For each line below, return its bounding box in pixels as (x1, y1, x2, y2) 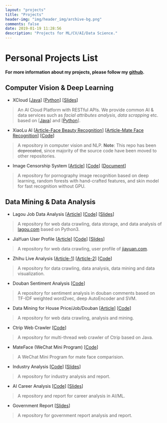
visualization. (17, 270, 45, 277)
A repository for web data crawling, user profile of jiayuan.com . (17, 245, 148, 251)
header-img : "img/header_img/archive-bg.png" (5, 17, 102, 22)
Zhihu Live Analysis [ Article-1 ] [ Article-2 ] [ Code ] (12, 255, 112, 262)
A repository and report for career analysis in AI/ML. (17, 393, 125, 399)
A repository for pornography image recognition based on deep (17, 172, 149, 179)
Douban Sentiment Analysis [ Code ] (12, 280, 85, 286)
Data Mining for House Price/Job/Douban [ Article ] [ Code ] (12, 305, 131, 311)
